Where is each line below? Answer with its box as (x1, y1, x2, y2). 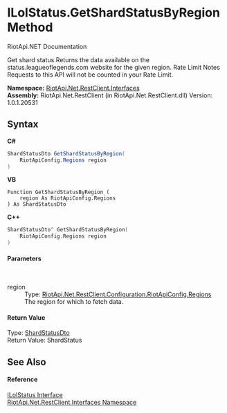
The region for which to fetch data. (24, 298, 124, 306)
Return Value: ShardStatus (7, 336, 82, 345)
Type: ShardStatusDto (7, 329, 71, 337)
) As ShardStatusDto (7, 201, 67, 208)
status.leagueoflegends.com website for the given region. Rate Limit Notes (7, 63, 220, 71)
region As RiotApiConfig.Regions (19, 195, 116, 202)
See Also (7, 356, 46, 367)
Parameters (7, 254, 42, 262)
